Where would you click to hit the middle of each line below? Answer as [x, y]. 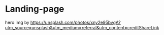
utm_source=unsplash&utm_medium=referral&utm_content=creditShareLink [82, 27]
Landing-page [35, 9]
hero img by [17, 22]
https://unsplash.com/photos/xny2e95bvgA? [75, 22]
